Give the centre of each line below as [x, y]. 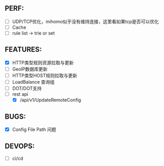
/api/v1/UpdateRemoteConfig [50, 100]
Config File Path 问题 [34, 130]
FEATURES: [23, 50]
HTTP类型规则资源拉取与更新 [43, 62]
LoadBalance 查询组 [33, 82]
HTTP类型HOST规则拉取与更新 [45, 75]
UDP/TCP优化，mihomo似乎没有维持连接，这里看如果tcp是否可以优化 [86, 21]
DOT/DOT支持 [27, 88]
